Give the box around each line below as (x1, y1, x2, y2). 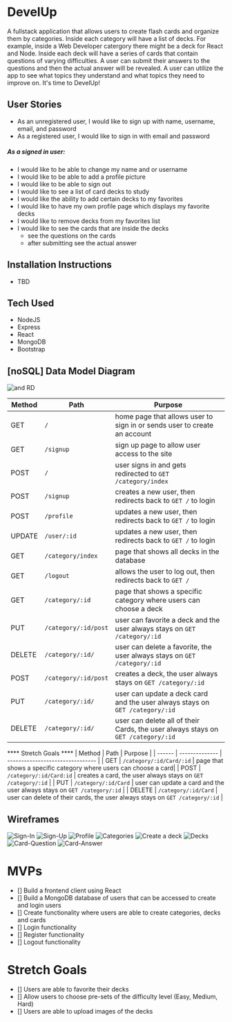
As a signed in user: (7, 148, 66, 156)
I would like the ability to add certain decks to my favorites (17, 195, 184, 203)
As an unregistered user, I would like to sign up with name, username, (17, 117, 215, 125)
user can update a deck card (115, 689, 209, 698)
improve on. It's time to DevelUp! (7, 78, 101, 87)
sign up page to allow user (115, 441, 201, 450)
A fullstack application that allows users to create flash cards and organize (7, 27, 220, 35)
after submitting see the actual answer (27, 238, 137, 247)
